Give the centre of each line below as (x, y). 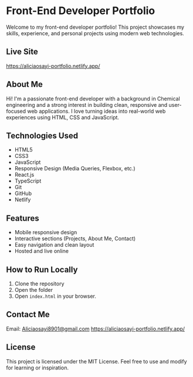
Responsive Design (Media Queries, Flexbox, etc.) (75, 169)
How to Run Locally (42, 269)
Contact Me (28, 314)
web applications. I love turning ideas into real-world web (97, 111)
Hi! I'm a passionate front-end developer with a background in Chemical (93, 99)
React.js (24, 175)
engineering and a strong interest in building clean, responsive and (87, 105)
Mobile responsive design (46, 233)
